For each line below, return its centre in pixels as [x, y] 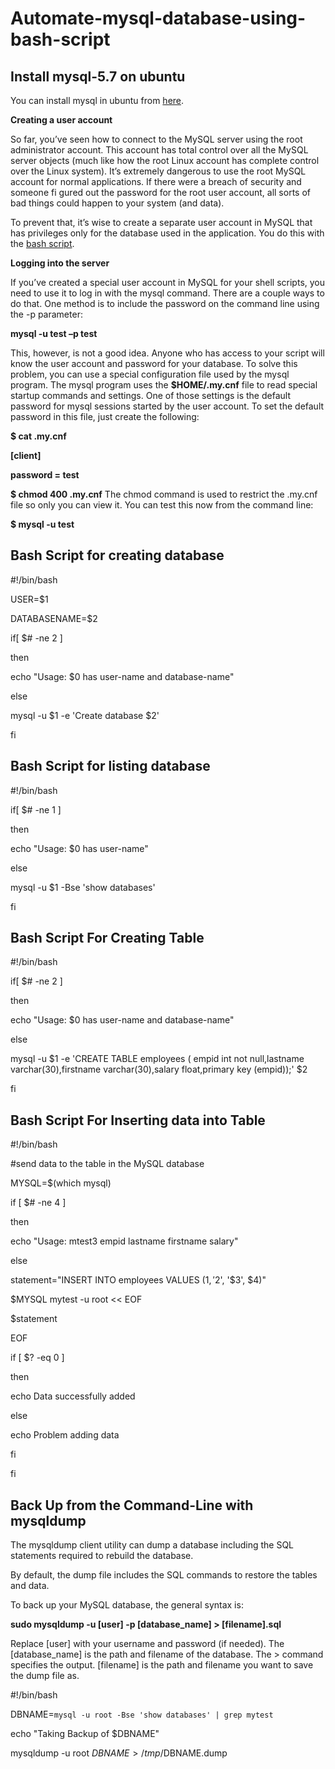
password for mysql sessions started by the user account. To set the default [167, 406]
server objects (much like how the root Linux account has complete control [165, 160]
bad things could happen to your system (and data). [117, 203]
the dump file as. [45, 1676]
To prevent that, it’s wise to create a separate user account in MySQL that [161, 222]
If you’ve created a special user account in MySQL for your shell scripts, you [168, 282]
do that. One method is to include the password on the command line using [165, 303]
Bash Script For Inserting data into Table [138, 1120]
